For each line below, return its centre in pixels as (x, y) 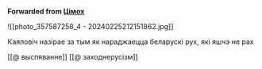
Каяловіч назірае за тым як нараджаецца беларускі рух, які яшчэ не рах (131, 42)
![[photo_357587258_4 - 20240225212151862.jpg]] (91, 26)
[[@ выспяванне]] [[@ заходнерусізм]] (73, 57)
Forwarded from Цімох (46, 11)
